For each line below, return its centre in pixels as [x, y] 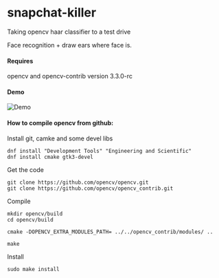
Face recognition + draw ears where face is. [70, 45]
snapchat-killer [52, 13]
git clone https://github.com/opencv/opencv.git [78, 182]
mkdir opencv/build [35, 214]
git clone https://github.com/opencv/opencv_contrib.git [90, 188]
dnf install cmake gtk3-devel [50, 157]
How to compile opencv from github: [60, 122]
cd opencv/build [30, 220]
